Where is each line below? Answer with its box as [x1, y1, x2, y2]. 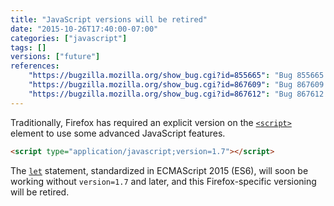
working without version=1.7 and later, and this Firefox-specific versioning [10, 175, 317, 187]
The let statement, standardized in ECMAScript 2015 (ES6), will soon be [10, 164, 309, 176]
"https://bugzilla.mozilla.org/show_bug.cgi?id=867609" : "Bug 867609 [28, 80, 325, 90]
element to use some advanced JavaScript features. [10, 127, 226, 139]
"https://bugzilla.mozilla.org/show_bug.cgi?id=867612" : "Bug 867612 [28, 89, 325, 99]
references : [10, 61, 60, 71]
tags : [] [10, 42, 47, 53]
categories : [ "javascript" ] [10, 33, 128, 43]
